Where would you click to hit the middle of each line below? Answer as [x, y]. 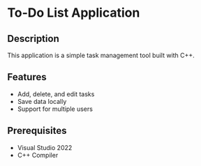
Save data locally [42, 101]
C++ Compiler [38, 155]
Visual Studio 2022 [45, 147]
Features [27, 77]
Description [33, 39]
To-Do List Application [74, 13]
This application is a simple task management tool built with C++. [101, 55]
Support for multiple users [55, 109]
